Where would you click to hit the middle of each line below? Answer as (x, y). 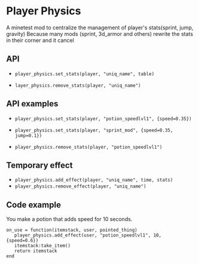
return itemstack (36, 251)
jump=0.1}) (28, 136)
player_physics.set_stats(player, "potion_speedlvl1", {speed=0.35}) (103, 119)
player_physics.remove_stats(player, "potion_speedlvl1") (88, 147)
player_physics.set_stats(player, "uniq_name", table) (85, 74)
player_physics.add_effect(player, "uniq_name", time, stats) (94, 180)
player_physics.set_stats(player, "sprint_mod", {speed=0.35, (94, 130)
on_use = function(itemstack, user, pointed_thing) (72, 230)
